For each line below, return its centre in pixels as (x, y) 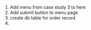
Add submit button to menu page (44, 12)
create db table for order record (43, 18)
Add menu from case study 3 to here (48, 7)
